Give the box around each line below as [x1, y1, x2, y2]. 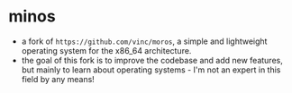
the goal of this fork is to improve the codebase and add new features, [21, 55, 283, 65]
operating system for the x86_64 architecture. [21, 45, 192, 55]
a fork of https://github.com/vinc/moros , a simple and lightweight [21, 36, 268, 46]
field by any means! [21, 73, 96, 84]
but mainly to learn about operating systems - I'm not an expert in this [21, 64, 281, 75]
